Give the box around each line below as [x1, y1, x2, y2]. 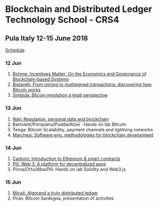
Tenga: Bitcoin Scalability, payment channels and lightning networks [12, 126, 153, 133]
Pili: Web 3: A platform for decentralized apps [12, 161, 106, 167]
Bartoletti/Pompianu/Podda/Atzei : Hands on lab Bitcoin [12, 121, 126, 127]
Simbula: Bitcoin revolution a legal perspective [12, 92, 108, 98]
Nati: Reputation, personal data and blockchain [12, 116, 109, 122]
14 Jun [5, 144, 21, 151]
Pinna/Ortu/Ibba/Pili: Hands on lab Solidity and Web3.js [12, 166, 126, 172]
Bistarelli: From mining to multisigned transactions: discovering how [12, 81, 152, 88]
